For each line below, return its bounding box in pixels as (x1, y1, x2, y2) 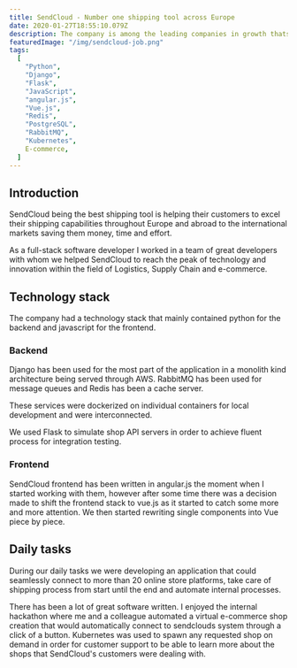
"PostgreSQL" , (25, 120, 77, 129)
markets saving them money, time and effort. (9, 227, 172, 239)
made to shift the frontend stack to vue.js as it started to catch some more (9, 497, 279, 508)
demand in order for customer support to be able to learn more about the (9, 639, 276, 649)
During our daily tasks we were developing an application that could (9, 565, 256, 576)
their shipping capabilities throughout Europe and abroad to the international (9, 219, 287, 229)
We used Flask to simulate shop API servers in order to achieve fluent (9, 426, 263, 438)
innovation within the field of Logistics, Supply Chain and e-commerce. (9, 264, 268, 274)
